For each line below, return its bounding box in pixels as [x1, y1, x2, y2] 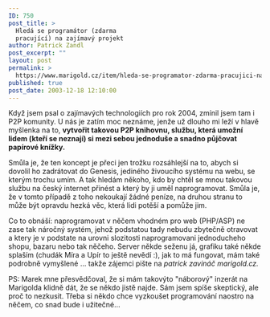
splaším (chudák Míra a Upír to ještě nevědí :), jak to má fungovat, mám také [8, 250, 260, 260]
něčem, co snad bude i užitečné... [8, 300, 121, 310]
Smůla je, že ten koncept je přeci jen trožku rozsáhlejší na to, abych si [8, 158, 239, 168]
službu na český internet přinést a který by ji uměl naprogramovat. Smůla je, [8, 184, 260, 193]
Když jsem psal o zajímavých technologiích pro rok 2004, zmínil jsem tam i [8, 108, 255, 118]
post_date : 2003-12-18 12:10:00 [8, 86, 117, 95]
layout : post [8, 57, 52, 65]
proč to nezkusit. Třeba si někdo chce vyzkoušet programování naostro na [8, 291, 255, 301]
